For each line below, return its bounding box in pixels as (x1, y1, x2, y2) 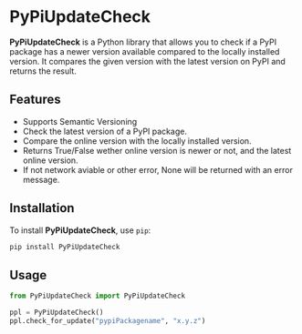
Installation (9, 200, 75, 216)
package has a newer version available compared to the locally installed (9, 46, 280, 56)
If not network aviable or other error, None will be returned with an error (22, 164, 294, 175)
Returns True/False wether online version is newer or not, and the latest (22, 145, 292, 156)
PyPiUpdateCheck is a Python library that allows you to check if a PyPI (9, 36, 276, 47)
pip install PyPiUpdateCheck (9, 242, 120, 251)
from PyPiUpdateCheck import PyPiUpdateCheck (9, 291, 185, 301)
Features (9, 92, 61, 107)
